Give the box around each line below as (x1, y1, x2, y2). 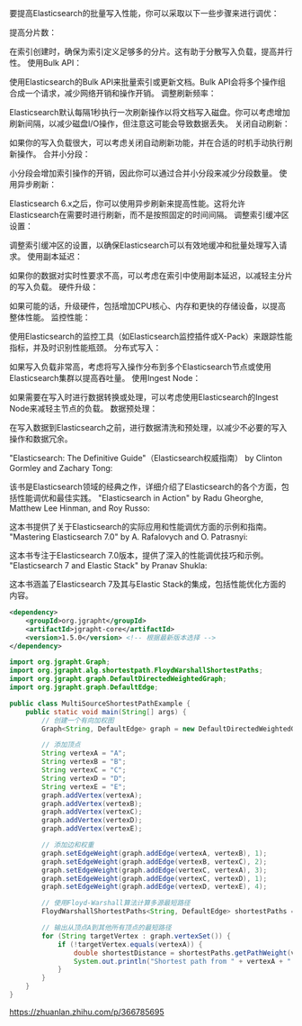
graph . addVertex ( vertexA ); (41, 791, 143, 800)
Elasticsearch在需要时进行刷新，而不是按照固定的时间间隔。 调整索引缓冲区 (9, 210, 289, 220)
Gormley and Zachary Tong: (9, 463, 113, 473)
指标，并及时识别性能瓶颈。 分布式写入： (9, 342, 162, 353)
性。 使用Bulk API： (9, 58, 83, 68)
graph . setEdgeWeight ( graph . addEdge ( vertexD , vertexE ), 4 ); (41, 882, 268, 892)
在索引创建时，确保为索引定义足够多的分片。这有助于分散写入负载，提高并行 (9, 46, 293, 57)
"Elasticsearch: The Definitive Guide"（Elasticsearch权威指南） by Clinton (9, 453, 283, 463)
